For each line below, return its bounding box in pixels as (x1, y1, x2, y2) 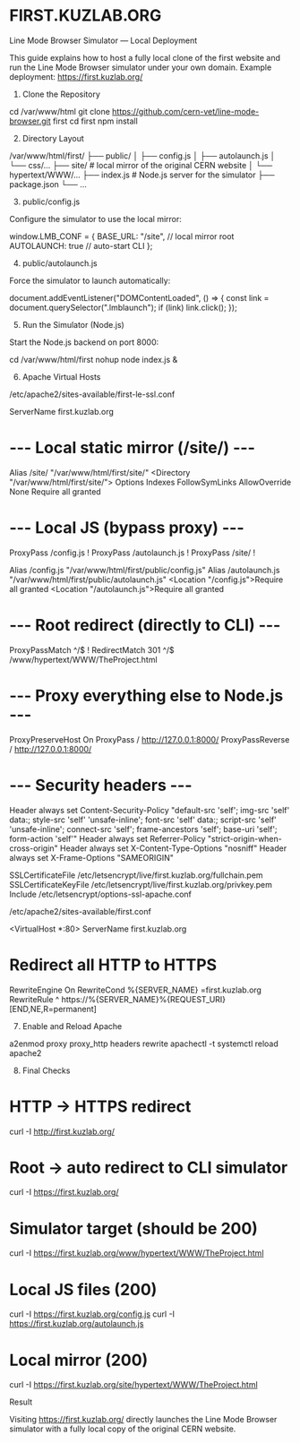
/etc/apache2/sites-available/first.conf (9, 906, 152, 916)
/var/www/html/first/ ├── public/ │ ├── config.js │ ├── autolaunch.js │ (9, 150, 276, 161)
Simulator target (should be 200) (9, 1218, 258, 1239)
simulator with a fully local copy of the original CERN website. (9, 1423, 236, 1434)
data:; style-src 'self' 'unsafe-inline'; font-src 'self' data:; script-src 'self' (9, 814, 278, 825)
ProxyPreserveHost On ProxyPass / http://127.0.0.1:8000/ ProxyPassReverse (9, 734, 290, 744)
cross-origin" (9, 843, 58, 854)
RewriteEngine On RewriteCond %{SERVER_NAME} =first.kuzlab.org (9, 984, 262, 995)
